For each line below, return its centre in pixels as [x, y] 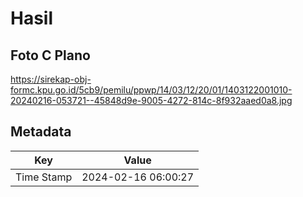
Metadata [41, 132]
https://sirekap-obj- [51, 79]
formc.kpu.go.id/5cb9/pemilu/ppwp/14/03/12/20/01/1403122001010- [151, 90]
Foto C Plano [50, 55]
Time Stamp [44, 177]
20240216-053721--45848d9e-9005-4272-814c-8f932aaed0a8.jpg [151, 100]
